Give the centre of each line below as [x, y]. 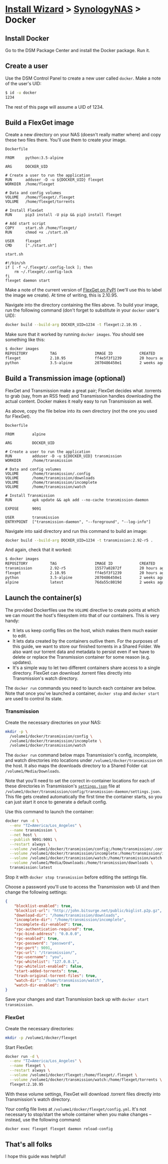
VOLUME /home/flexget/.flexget [40, 197]
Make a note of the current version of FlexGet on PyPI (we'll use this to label [83, 290]
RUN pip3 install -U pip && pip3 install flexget [63, 215]
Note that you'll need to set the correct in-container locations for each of [80, 781]
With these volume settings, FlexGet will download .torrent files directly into [83, 1094]
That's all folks [29, 1144]
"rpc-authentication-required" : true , [54, 929]
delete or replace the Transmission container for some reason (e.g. [81, 657]
